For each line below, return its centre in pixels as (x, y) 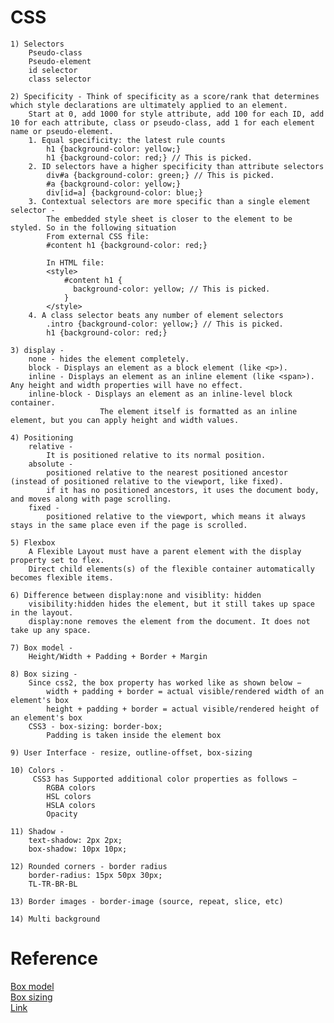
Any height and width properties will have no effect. (127, 385)
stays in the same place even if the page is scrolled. (129, 525)
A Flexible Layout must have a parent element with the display (165, 551)
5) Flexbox (33, 542)
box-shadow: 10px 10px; (78, 849)
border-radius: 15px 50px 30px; (95, 875)
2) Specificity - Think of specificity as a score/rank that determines (165, 96)
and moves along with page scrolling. (91, 499)
